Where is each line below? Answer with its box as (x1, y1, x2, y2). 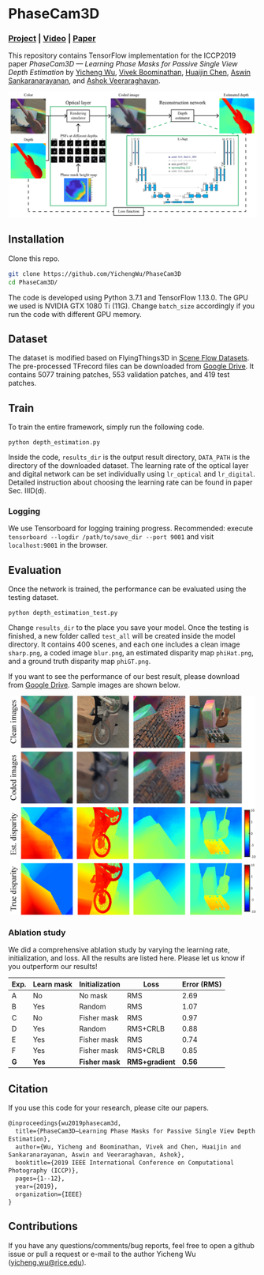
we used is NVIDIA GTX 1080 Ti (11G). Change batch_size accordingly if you (8, 301, 255, 311)
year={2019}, (15, 1183, 58, 1190)
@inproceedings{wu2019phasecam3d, (8, 1119, 122, 1127)
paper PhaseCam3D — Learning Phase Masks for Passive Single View (8, 59, 238, 69)
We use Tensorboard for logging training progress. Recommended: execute (8, 523, 254, 534)
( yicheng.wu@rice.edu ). (8, 1258, 87, 1267)
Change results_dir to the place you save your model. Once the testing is (8, 623, 250, 632)
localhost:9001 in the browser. (8, 541, 108, 550)
